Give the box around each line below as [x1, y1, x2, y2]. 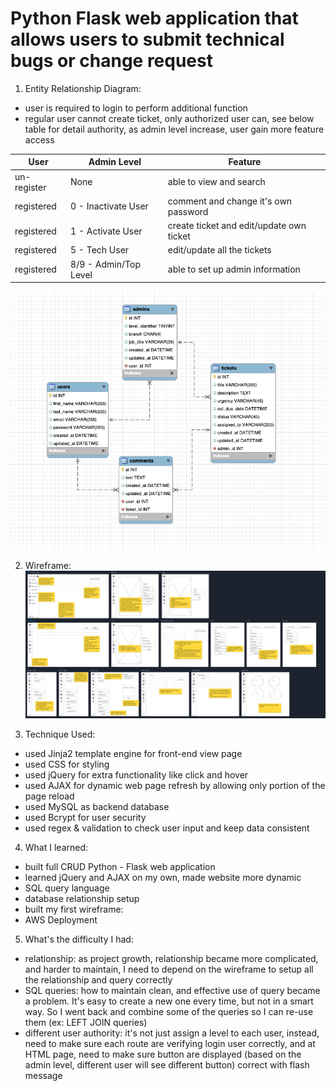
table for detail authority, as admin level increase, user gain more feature [24, 123, 325, 135]
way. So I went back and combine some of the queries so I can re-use [24, 1006, 314, 1018]
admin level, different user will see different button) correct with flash [24, 1059, 310, 1071]
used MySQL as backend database [24, 801, 170, 813]
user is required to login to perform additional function [24, 102, 248, 114]
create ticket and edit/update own [167, 220, 307, 232]
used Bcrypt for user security [24, 812, 147, 824]
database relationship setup [24, 893, 140, 905]
